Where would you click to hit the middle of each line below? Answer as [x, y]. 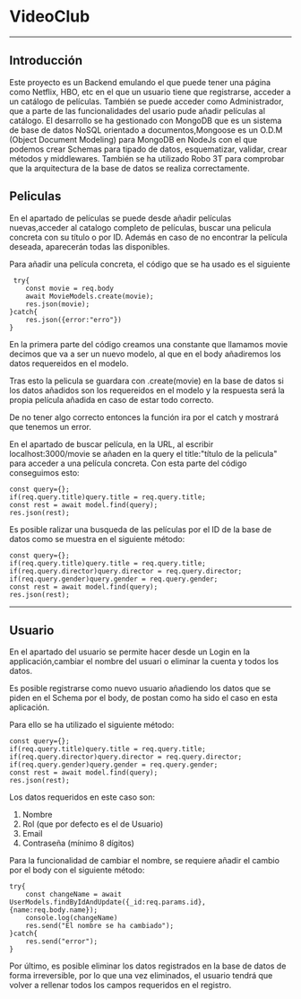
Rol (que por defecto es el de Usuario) [93, 824]
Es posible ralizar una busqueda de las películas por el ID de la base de [140, 529]
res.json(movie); [58, 304]
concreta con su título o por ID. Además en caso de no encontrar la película [149, 237]
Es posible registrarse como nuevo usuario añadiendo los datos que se [140, 688]
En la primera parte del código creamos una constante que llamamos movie [149, 344]
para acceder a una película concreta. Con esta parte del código [128, 463]
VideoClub [50, 17]
